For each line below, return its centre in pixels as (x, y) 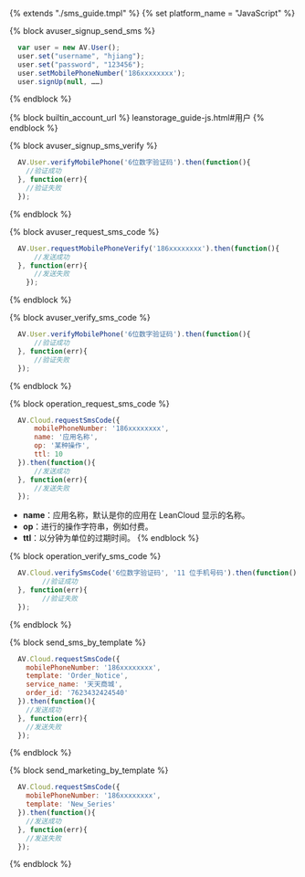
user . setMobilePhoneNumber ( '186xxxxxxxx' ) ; (101, 73)
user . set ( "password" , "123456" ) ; (81, 64)
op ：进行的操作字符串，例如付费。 (88, 527)
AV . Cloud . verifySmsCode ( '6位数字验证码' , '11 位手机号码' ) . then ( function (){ (159, 573)
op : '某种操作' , (62, 446)
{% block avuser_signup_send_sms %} (82, 31)
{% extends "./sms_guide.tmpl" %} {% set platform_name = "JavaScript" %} (152, 13)
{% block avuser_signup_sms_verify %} (84, 146)
